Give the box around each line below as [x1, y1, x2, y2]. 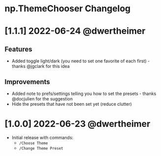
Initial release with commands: [11, 134, 74, 140]
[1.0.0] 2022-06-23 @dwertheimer [4, 119, 151, 129]
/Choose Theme [19, 141, 48, 146]
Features [4, 45, 32, 53]
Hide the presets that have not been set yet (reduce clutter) [11, 101, 132, 107]
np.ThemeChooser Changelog [4, 3, 131, 14]
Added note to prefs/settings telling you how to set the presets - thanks [11, 91, 157, 96]
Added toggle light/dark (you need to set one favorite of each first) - [11, 58, 150, 64]
